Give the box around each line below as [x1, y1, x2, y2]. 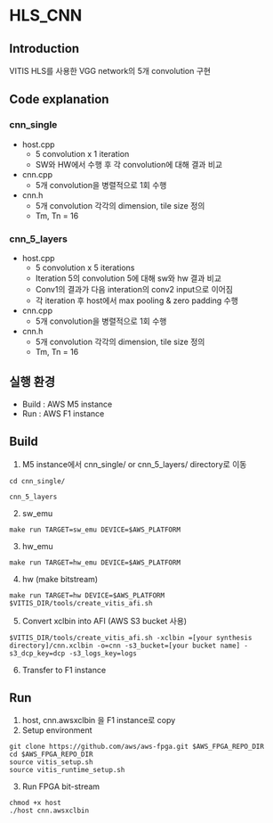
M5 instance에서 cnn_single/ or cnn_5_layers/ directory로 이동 [21, 458, 247, 469]
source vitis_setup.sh [9, 758, 93, 767]
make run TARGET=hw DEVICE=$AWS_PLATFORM [9, 590, 165, 600]
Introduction [9, 41, 80, 56]
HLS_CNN [9, 5, 83, 26]
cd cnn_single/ [9, 476, 66, 486]
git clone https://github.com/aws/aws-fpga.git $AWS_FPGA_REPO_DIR [9, 742, 265, 752]
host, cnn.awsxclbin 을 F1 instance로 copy [21, 715, 176, 726]
